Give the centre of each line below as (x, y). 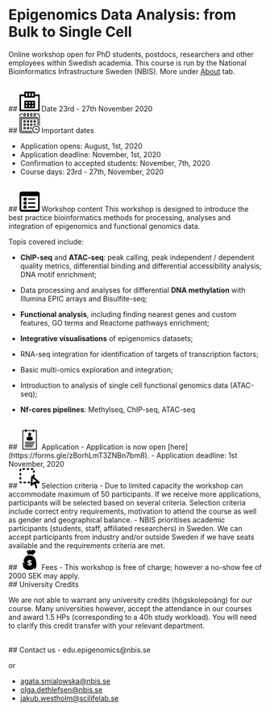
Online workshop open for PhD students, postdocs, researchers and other (131, 54)
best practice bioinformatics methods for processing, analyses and (120, 217)
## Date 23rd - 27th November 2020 (81, 108)
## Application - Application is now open (87, 447)
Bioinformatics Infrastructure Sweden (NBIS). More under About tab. (122, 71)
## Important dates (51, 130)
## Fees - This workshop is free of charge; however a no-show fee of (135, 567)
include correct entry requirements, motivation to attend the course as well (133, 511)
